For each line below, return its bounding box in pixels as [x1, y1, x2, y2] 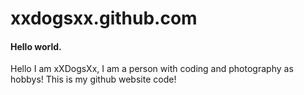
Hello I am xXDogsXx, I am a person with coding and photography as [10, 63, 294, 75]
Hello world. [10, 40, 62, 52]
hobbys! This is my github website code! [10, 73, 177, 86]
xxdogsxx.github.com [10, 7, 198, 30]
